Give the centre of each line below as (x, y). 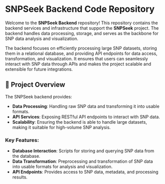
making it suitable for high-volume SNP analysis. (61, 127)
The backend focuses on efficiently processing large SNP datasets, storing (81, 48)
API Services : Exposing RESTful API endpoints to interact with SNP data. (86, 117)
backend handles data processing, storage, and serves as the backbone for (82, 33)
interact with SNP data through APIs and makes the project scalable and (78, 64)
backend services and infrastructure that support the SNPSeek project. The (82, 28)
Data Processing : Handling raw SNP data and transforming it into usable (86, 106)
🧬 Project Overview (35, 85)
